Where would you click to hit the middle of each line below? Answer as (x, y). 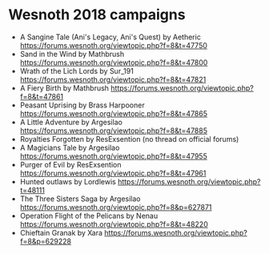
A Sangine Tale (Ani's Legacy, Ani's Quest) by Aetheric (110, 37)
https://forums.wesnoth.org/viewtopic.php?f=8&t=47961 (113, 173)
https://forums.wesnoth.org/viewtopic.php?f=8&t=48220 (114, 224)
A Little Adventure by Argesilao (71, 122)
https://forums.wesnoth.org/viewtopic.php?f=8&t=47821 (113, 79)
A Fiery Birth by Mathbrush (64, 88)
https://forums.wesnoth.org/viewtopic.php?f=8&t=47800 (114, 62)
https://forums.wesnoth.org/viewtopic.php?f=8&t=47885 (114, 131)
